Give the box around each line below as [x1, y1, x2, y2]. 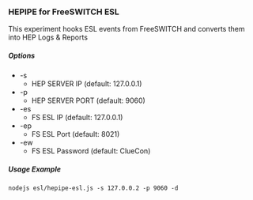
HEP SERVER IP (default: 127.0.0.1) [31, 79, 142, 89]
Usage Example [8, 164, 62, 174]
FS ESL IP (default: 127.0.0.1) [31, 113, 123, 123]
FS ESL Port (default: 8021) [31, 130, 120, 139]
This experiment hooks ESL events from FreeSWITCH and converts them [8, 25, 245, 34]
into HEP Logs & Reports [8, 32, 89, 42]
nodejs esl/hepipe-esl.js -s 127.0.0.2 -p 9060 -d [8, 184, 179, 192]
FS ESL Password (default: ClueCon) [31, 146, 151, 156]
